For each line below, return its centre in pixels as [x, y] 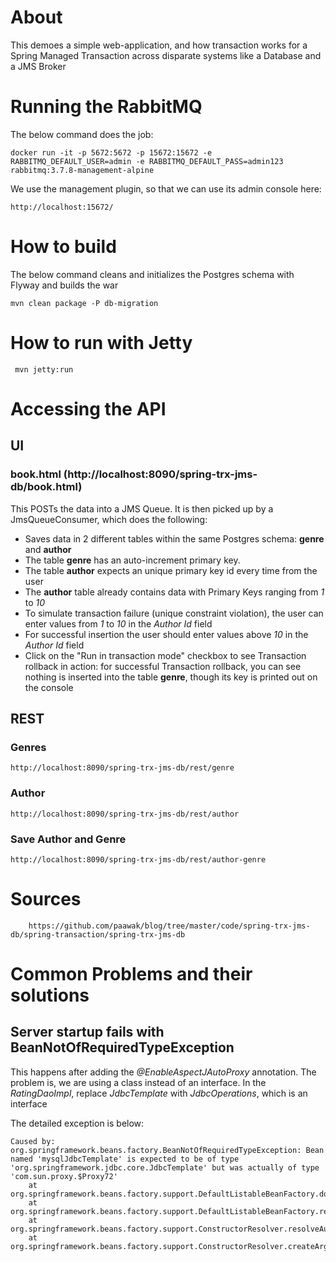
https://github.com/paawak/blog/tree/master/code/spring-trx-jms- [169, 926]
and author [48, 549]
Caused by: [33, 1141]
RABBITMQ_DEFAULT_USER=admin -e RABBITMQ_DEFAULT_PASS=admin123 [147, 161]
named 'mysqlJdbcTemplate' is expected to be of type [125, 1159]
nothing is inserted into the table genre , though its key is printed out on [171, 677]
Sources [46, 899]
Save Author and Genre [68, 839]
